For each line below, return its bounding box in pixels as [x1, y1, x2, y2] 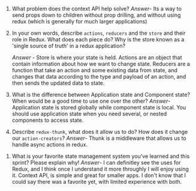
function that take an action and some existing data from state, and [11, 67, 178, 74]
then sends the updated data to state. [11, 79, 105, 86]
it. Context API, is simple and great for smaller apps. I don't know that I [11, 172, 186, 179]
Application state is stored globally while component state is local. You [11, 104, 186, 111]
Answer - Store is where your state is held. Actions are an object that [11, 54, 182, 61]
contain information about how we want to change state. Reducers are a [11, 60, 191, 67]
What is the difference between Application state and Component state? [11, 91, 191, 98]
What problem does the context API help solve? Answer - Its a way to [11, 5, 182, 12]
